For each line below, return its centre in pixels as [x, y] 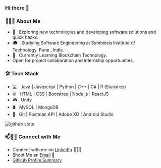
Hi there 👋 [17, 8]
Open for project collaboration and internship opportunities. [73, 60]
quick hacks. [25, 37]
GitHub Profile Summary [37, 160]
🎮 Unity [22, 100]
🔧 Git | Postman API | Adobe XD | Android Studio [63, 114]
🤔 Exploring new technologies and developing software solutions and [84, 32]
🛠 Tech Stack [22, 74]
